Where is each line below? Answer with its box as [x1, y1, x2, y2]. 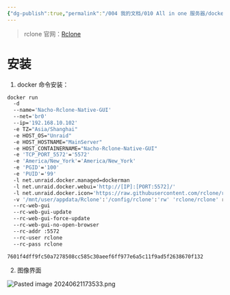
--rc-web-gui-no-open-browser [13, 222, 99, 228]
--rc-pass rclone [13, 241, 63, 248]
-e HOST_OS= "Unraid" [13, 132, 72, 139]
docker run [7, 94, 38, 101]
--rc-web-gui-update [13, 209, 72, 216]
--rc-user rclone [13, 234, 63, 241]
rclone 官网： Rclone [23, 29, 81, 38]
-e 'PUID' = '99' [13, 171, 57, 178]
